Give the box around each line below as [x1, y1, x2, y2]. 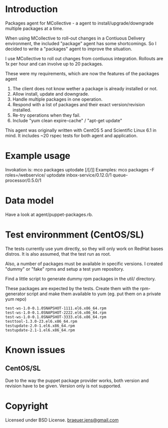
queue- [112, 172, 128, 178]
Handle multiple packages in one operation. [12, 96, 103, 102]
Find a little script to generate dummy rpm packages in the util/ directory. [5, 276, 156, 282]
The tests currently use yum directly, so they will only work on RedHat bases [5, 246, 163, 252]
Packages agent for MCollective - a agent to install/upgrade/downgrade [5, 20, 154, 26]
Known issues [5, 344, 65, 355]
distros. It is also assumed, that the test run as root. [5, 251, 111, 257]
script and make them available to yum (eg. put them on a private [27, 291, 161, 297]
